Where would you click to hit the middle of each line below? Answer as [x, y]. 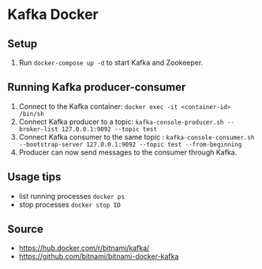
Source [26, 229]
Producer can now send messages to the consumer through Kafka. [128, 152]
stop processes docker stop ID [70, 204]
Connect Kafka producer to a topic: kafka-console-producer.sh [121, 121]
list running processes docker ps [72, 196]
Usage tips [34, 177]
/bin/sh [31, 114]
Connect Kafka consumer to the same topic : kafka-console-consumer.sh [137, 136]
